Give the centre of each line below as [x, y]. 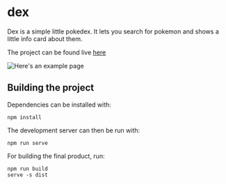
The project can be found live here [57, 52]
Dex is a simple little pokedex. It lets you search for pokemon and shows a [113, 31]
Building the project [51, 88]
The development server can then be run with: [74, 130]
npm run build [28, 169]
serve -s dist [28, 175]
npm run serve [28, 143]
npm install [24, 117]
